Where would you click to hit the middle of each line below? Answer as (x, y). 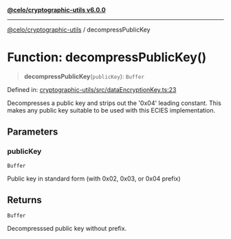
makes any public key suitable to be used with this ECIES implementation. (111, 110)
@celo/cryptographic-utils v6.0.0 (56, 10)
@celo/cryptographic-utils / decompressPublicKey (79, 30)
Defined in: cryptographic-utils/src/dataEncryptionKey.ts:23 (92, 89)
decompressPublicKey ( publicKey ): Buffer (84, 76)
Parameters (33, 132)
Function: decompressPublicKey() (107, 57)
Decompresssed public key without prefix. (67, 229)
